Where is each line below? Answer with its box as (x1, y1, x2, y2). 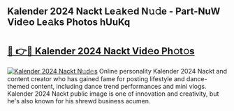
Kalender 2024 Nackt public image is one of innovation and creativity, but (7, 89, 219, 98)
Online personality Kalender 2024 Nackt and (98, 67, 228, 75)
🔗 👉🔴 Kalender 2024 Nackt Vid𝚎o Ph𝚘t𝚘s (7, 45, 195, 57)
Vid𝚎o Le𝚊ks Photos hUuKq (7, 17, 131, 28)
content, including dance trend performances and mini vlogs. (30, 83, 207, 90)
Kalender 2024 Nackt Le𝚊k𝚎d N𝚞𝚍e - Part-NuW (7, 6, 221, 17)
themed (7, 83, 30, 90)
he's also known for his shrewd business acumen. (7, 97, 151, 105)
